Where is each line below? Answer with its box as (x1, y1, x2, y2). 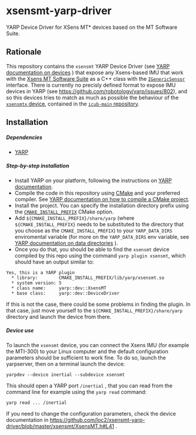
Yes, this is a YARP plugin (6, 270, 75, 276)
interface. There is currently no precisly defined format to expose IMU (6, 81, 176, 88)
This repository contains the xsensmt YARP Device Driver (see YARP (6, 62, 170, 70)
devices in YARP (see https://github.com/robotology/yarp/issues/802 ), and (6, 87, 187, 95)
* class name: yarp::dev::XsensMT (11, 285, 107, 291)
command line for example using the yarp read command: (6, 388, 147, 396)
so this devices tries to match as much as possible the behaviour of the (6, 94, 179, 101)
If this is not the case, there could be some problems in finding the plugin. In (6, 301, 191, 308)
